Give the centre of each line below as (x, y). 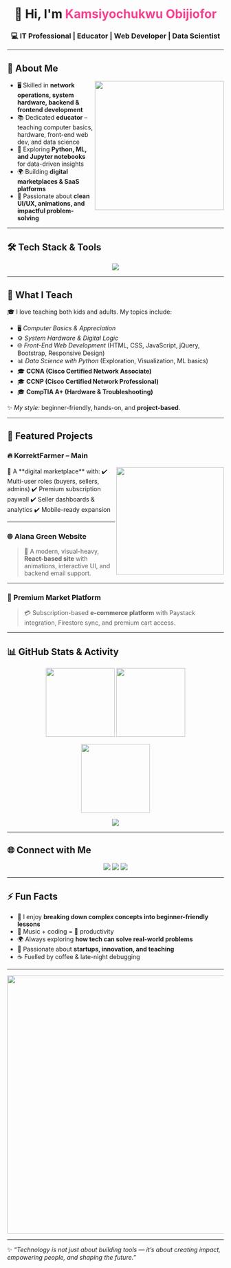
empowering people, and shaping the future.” (71, 1257)
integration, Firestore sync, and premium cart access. (100, 623)
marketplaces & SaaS (48, 182)
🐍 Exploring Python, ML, (52, 149)
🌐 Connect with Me (49, 850)
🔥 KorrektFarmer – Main (47, 455)
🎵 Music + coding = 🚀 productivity (66, 931)
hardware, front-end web (53, 135)
